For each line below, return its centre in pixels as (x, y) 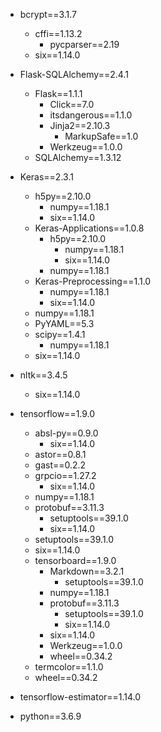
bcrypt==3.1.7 (48, 14)
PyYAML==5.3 (64, 323)
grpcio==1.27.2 (65, 475)
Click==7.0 (72, 104)
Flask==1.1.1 (58, 93)
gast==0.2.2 (60, 465)
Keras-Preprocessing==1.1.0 (93, 281)
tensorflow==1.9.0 (57, 413)
